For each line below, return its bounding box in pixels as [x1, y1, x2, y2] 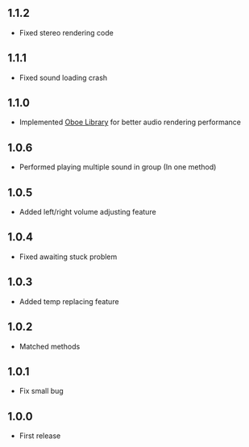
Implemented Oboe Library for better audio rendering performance [19, 117, 242, 127]
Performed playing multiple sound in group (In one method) [19, 162, 217, 172]
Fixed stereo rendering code [19, 27, 114, 37]
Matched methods [19, 341, 81, 351]
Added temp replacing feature [19, 296, 119, 306]
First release [19, 431, 61, 441]
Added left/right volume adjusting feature [19, 207, 156, 217]
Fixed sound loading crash [19, 73, 108, 82]
